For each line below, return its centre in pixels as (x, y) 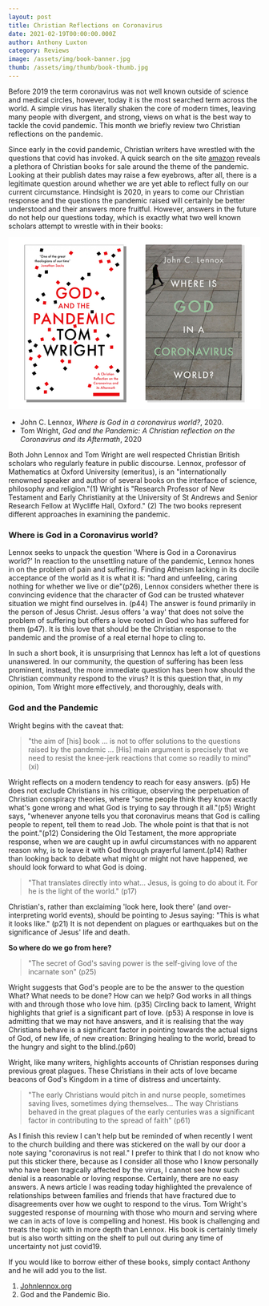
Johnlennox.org (46, 1286)
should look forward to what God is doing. (77, 867)
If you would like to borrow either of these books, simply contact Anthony (129, 1262)
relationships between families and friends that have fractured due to (122, 1195)
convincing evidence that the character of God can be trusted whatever (126, 595)
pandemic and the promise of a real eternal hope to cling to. (107, 637)
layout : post (30, 17)
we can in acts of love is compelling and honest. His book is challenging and (134, 1220)
